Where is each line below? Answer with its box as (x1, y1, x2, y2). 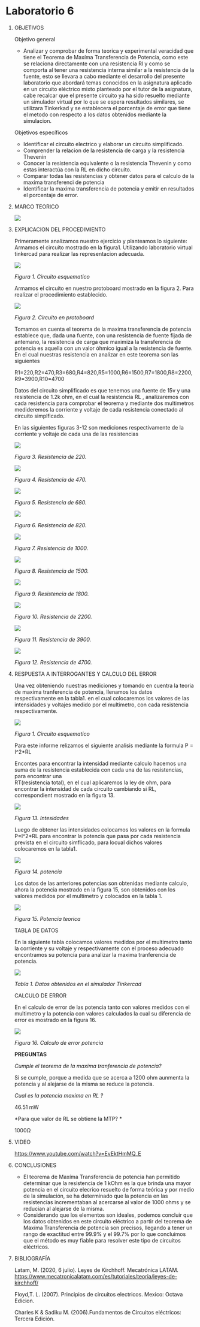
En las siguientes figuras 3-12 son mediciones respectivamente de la (14, 424, 184, 431)
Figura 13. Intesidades (14, 814, 69, 821)
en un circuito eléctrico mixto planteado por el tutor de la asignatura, (23, 85, 193, 92)
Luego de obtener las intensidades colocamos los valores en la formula (14, 826, 190, 833)
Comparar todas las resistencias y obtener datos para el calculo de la (23, 172, 195, 179)
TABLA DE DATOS (14, 927, 59, 934)
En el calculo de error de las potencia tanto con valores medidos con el (14, 1003, 190, 1011)
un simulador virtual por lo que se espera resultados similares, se (23, 98, 184, 105)
